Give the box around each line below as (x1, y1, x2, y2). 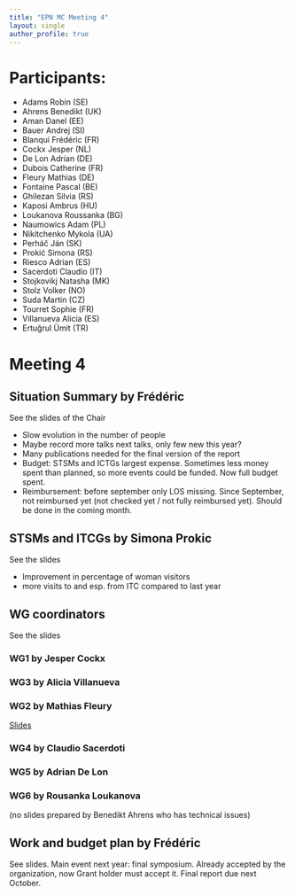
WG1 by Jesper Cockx (9, 652, 106, 665)
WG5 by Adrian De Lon (9, 766, 109, 778)
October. (9, 878, 42, 889)
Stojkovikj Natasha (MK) (21, 276, 111, 286)
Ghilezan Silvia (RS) (21, 191, 95, 202)
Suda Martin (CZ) (21, 294, 86, 306)
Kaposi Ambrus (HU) (21, 200, 98, 211)
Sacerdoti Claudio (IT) (21, 267, 103, 277)
